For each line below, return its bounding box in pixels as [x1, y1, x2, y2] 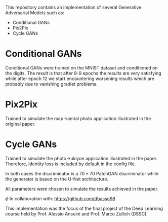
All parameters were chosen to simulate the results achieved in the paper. [5, 186, 158, 192]
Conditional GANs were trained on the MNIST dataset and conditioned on [5, 64, 158, 70]
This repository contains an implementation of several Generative [5, 5, 142, 10]
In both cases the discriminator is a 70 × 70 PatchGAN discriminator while [5, 170, 158, 176]
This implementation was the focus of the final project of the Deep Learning [5, 205, 163, 211]
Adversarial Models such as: [5, 10, 65, 16]
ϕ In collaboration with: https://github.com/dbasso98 [5, 195, 115, 202]
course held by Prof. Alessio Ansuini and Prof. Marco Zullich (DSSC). [5, 210, 148, 217]
